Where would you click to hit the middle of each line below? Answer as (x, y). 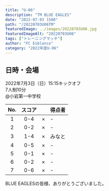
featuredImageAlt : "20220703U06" (41, 34)
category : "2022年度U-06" (32, 48)
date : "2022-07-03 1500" (32, 19)
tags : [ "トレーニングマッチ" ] (34, 39)
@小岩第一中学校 (23, 96)
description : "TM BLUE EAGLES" (38, 15)
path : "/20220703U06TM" (31, 24)
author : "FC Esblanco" (29, 44)
